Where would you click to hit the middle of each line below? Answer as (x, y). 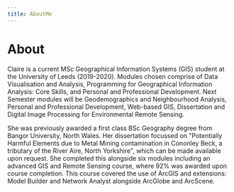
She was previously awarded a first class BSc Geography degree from (110, 128)
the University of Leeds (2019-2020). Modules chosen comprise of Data (113, 76)
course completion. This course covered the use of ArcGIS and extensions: (117, 173)
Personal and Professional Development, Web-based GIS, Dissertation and (116, 107)
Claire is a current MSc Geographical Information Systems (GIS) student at (116, 69)
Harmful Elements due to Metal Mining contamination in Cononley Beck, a (115, 143)
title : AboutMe (30, 14)
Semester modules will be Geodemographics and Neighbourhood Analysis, (117, 99)
